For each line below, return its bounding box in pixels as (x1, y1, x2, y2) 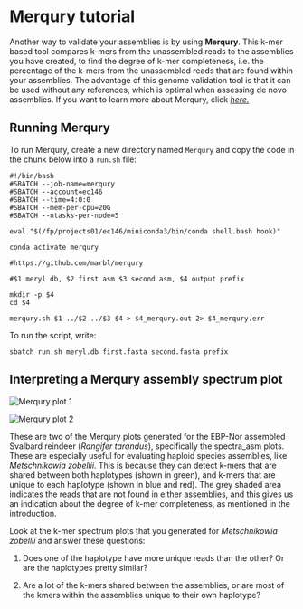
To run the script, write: (9, 329, 97, 340)
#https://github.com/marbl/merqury (9, 258, 144, 268)
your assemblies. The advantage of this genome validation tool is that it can (9, 74, 291, 85)
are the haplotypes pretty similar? (22, 562, 148, 573)
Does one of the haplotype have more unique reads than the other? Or (22, 552, 285, 563)
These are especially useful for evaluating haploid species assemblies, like (9, 450, 288, 461)
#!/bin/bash (9, 171, 54, 180)
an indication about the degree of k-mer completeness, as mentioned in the (9, 498, 291, 509)
